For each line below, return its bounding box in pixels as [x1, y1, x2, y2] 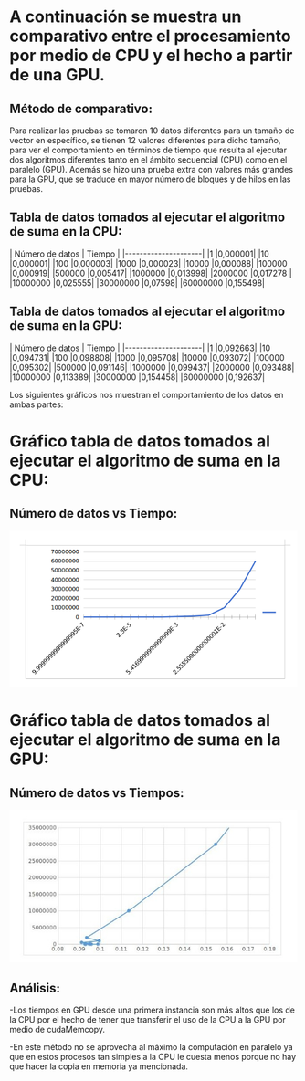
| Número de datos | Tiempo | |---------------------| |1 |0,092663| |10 [9, 342, 271, 353]
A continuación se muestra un [9, 6, 242, 27]
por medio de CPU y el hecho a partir [9, 46, 293, 66]
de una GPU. [9, 65, 105, 86]
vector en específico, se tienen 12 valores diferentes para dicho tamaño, [9, 135, 281, 145]
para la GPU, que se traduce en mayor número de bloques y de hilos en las [9, 173, 291, 184]
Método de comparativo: [9, 100, 153, 116]
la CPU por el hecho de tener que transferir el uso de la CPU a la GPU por [9, 1013, 286, 1024]
